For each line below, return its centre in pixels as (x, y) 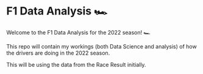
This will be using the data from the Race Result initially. (76, 64)
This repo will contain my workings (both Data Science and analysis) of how (101, 46)
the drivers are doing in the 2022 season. (58, 53)
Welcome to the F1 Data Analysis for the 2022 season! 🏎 (78, 32)
